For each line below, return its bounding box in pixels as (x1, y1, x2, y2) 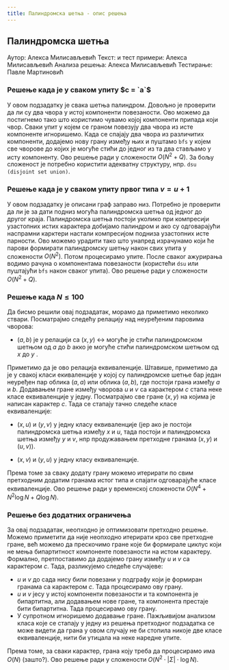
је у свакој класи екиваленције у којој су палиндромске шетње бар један (7, 371, 221, 379)
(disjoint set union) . (7, 167, 70, 175)
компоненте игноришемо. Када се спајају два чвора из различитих (7, 129, 204, 138)
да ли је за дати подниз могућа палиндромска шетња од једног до (7, 207, 203, 216)
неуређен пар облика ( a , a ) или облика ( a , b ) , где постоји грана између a (7, 378, 220, 386)
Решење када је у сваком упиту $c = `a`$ (7, 85, 152, 95)
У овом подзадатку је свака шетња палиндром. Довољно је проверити (7, 101, 216, 109)
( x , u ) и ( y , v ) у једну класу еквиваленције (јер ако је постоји (16, 421, 192, 429)
